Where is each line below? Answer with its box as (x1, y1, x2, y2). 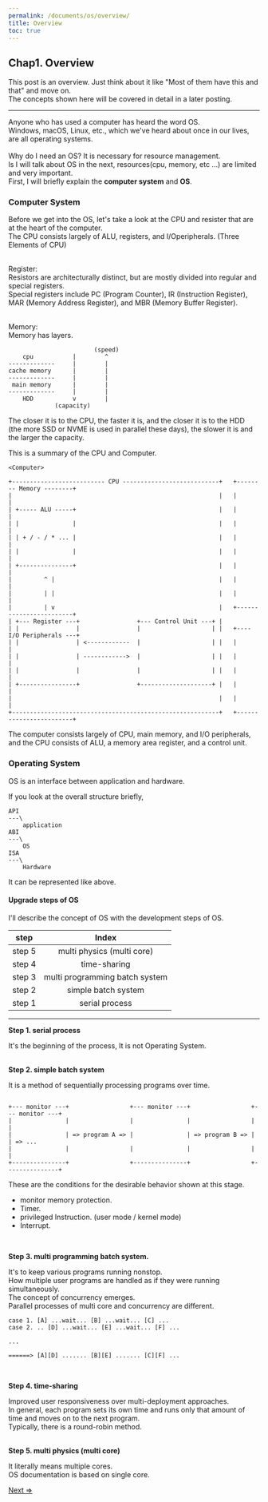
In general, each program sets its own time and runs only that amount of (8, 1405, 246, 1414)
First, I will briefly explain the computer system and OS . (8, 177, 193, 186)
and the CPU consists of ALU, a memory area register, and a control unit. (8, 738, 247, 748)
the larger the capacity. (8, 433, 85, 443)
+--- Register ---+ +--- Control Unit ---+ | (15, 618, 223, 626)
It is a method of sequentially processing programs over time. (8, 1080, 210, 1090)
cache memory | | (8, 367, 109, 375)
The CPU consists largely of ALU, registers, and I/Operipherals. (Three (8, 232, 240, 241)
